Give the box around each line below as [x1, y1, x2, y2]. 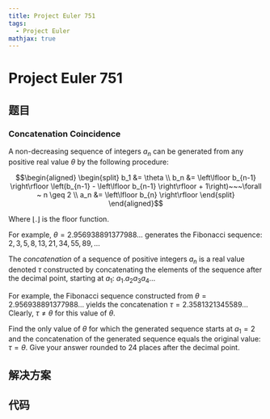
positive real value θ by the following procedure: [8, 157, 170, 167]
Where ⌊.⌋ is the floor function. [8, 214, 109, 223]
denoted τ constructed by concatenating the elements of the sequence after [8, 265, 263, 274]
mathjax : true [8, 34, 57, 43]
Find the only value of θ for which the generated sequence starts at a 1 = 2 [8, 324, 255, 336]
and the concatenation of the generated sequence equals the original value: [8, 334, 261, 344]
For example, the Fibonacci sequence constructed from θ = [8, 290, 207, 300]
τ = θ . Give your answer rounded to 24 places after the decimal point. [8, 343, 240, 353]
